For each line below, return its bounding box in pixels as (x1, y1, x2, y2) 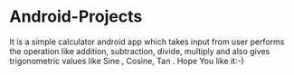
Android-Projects (9, 6, 143, 27)
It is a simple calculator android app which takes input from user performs (9, 36, 285, 47)
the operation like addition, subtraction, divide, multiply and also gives (9, 45, 270, 56)
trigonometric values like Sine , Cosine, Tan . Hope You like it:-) (9, 55, 244, 66)
